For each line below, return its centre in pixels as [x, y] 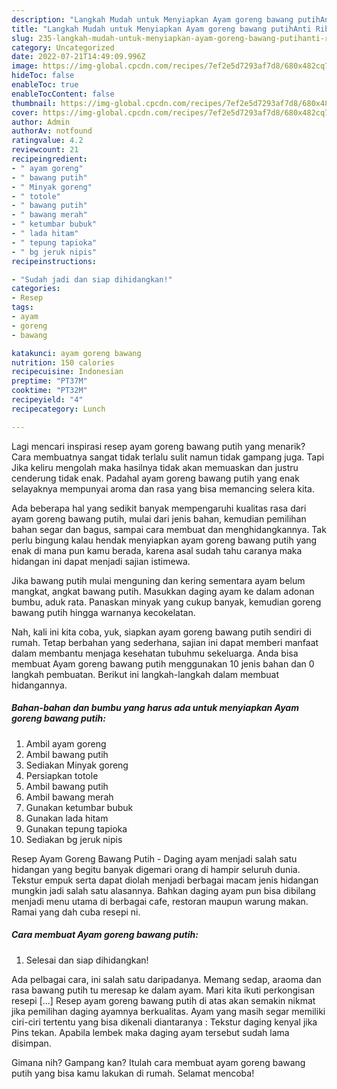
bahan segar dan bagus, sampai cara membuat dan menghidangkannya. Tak [169, 529]
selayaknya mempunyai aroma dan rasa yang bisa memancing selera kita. [163, 488]
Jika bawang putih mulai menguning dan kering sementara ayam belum [158, 580]
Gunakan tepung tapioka [76, 828]
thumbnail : [34, 103]
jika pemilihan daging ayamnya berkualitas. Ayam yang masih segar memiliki [168, 1011]
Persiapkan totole [62, 775]
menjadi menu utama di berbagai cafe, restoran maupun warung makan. [160, 901]
